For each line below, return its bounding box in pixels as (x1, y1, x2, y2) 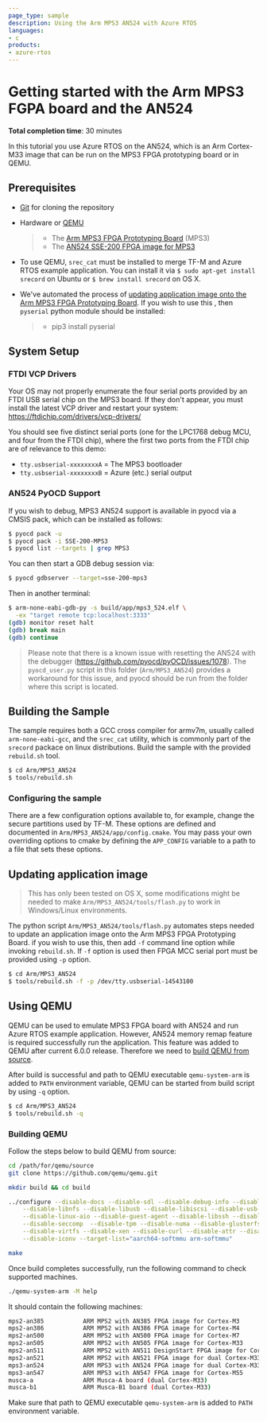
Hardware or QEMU (19, 218, 84, 227)
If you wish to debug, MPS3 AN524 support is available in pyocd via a (8, 506, 237, 515)
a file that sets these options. (8, 844, 103, 854)
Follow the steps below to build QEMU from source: (8, 1146, 177, 1156)
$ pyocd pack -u (8, 529, 62, 537)
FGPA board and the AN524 (8, 100, 193, 118)
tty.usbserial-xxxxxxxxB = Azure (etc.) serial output (19, 468, 192, 478)
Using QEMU (8, 999, 73, 1013)
